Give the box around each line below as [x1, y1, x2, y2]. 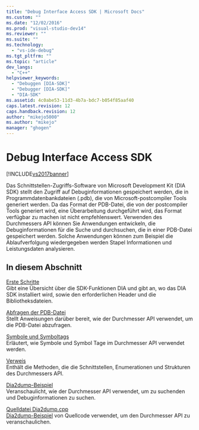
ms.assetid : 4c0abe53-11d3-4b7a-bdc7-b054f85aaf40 [6, 97, 134, 103]
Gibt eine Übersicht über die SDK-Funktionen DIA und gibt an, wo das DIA [6, 284, 187, 292]
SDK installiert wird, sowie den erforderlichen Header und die [6, 291, 156, 298]
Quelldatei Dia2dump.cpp [6, 406, 69, 413]
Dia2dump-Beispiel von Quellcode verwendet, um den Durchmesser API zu [6, 412, 190, 419]
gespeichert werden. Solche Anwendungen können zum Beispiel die [6, 232, 173, 239]
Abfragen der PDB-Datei [6, 309, 67, 316]
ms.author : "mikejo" [6, 120, 58, 126]
